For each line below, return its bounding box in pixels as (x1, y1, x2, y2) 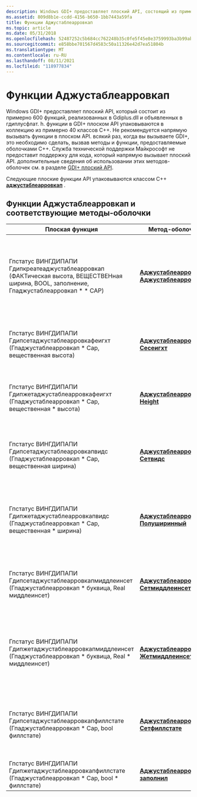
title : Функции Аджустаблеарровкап (6, 19, 93, 25)
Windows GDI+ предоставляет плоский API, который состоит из (6, 108, 166, 115)
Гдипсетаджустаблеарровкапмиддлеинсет (9, 577, 133, 585)
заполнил (140, 774, 168, 782)
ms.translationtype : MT (6, 47, 64, 53)
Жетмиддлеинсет (140, 653, 193, 661)
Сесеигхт (140, 344, 168, 352)
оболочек (6, 164, 30, 171)
